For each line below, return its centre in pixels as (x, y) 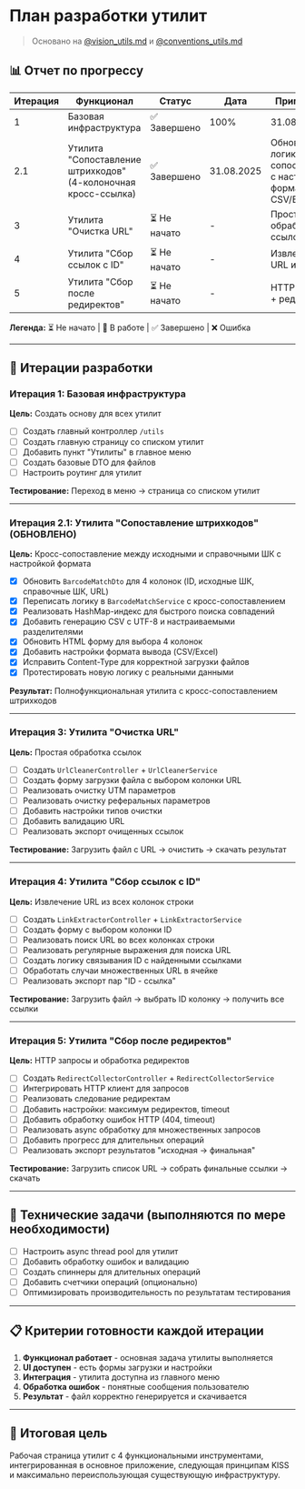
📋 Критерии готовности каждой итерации (137, 1331)
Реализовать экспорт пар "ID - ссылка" (99, 981)
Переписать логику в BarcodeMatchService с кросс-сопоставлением (154, 601)
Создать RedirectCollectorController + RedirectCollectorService (148, 1078)
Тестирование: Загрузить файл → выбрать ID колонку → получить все (147, 999)
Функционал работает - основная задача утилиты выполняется (148, 1357)
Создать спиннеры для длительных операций (112, 1272)
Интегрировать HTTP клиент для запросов (106, 1089)
